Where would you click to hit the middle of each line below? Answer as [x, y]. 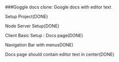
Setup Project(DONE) [27, 16]
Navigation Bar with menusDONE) [39, 45]
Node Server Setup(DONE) [32, 26]
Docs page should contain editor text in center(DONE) [60, 54]
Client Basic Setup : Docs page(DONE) [44, 35]
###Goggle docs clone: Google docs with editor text [58, 7]
